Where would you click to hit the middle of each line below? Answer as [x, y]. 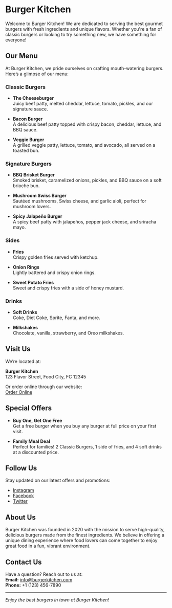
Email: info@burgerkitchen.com [39, 580]
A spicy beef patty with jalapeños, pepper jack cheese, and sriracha [84, 222]
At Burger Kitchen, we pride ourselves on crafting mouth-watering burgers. [84, 68]
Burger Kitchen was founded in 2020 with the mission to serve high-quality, [85, 530]
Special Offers [29, 408]
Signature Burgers [29, 164]
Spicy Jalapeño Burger [37, 216]
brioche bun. [26, 186]
